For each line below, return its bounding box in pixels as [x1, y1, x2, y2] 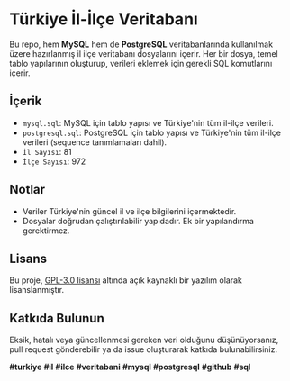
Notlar [9, 182, 46, 197]
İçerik [9, 94, 42, 109]
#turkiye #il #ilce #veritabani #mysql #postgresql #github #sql [9, 361, 251, 373]
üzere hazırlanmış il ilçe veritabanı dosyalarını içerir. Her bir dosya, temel [9, 48, 278, 59]
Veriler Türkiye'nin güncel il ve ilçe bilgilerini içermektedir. [22, 205, 237, 216]
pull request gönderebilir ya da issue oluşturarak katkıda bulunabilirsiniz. [9, 344, 277, 355]
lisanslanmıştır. [9, 285, 65, 295]
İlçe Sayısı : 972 [22, 156, 86, 167]
